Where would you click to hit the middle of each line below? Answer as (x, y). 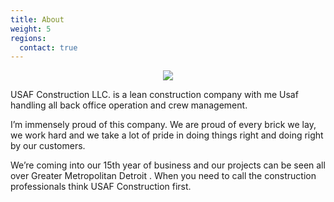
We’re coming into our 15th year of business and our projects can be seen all (168, 165)
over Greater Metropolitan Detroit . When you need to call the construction (163, 176)
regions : (28, 38)
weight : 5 (31, 29)
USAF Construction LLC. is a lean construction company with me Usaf (154, 95)
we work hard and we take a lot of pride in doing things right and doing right (167, 135)
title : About (37, 19)
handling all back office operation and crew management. (129, 105)
